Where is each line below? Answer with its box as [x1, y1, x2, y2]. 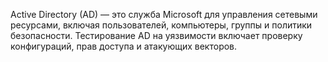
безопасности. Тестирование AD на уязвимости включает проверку [10, 30, 303, 41]
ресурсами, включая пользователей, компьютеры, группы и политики [10, 19, 313, 31]
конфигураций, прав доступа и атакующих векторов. [10, 40, 238, 52]
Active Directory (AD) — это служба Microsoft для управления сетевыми [10, 9, 318, 20]
